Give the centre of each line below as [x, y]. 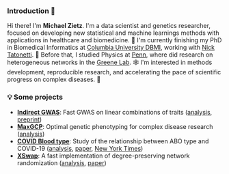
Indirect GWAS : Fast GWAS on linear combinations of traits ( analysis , [114, 112]
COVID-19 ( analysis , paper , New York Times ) [80, 148]
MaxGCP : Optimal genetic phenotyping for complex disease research [115, 126]
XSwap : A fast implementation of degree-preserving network [103, 156]
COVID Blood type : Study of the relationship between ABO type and [113, 141]
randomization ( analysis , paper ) [62, 162]
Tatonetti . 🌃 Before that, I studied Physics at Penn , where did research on [110, 55]
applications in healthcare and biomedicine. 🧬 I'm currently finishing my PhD [114, 40]
